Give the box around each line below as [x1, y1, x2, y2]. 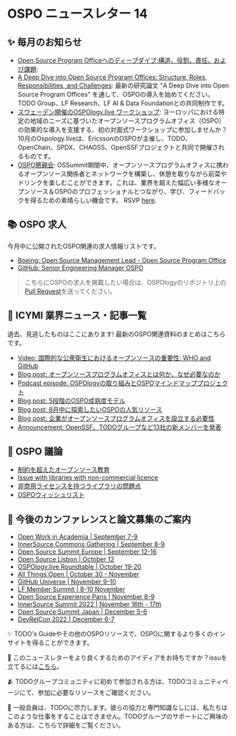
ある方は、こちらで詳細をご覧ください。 [7, 721, 125, 730]
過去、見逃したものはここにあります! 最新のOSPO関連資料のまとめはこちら [7, 329, 226, 338]
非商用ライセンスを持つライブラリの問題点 [17, 482, 142, 490]
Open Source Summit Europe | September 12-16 [17, 547, 157, 556]
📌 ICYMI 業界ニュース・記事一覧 [7, 309, 147, 321]
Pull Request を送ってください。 [24, 287, 116, 295]
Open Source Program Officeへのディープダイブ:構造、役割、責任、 [17, 57, 214, 64]
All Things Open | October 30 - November [17, 570, 139, 578]
